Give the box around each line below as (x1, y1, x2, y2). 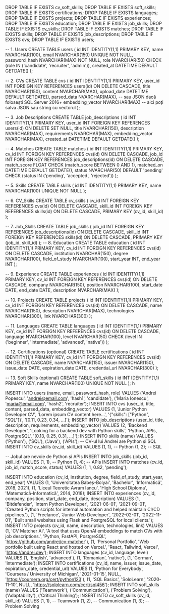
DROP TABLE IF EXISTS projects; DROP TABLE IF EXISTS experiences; (5, 15, 152, 21)
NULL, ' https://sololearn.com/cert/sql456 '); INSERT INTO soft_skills (19, 582, 159, 588)
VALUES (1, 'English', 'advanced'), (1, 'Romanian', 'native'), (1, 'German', (5, 555, 154, 561)
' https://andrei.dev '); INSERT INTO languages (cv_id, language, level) (5, 549, 149, 555)
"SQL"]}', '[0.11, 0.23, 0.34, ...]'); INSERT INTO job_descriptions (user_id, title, (5, 417, 164, 423)
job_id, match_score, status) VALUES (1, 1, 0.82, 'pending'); (5, 464, 128, 470)
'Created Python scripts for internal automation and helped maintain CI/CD (5, 506, 160, 512)
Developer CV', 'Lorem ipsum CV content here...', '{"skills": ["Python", (5, 412, 150, 417)
